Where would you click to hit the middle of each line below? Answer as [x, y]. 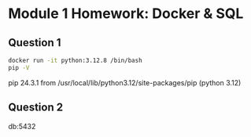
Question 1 [35, 43]
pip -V [19, 67]
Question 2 [36, 108]
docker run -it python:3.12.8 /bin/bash [76, 60]
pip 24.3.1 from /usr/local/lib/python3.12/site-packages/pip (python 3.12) [125, 82]
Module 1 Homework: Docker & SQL [126, 14]
